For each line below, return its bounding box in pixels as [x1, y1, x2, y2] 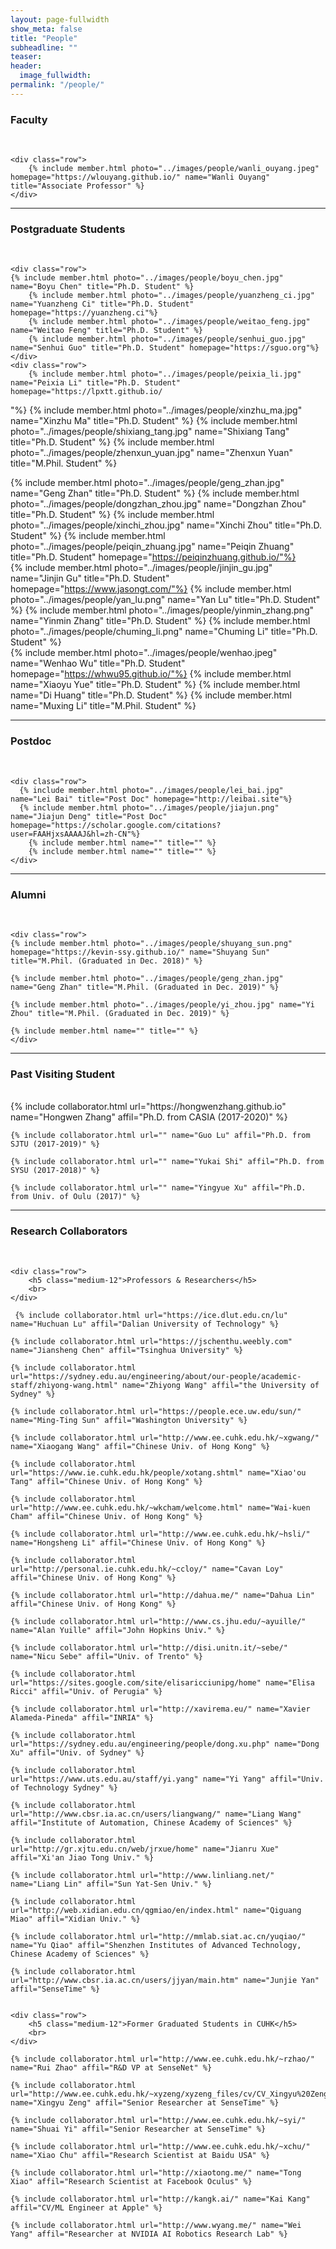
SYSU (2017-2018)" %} [10, 1166, 101, 1176]
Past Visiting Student [10, 1067, 116, 1081]
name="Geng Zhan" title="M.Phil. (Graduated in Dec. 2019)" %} [10, 982, 280, 992]
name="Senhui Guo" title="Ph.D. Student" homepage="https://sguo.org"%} [10, 343, 320, 353]
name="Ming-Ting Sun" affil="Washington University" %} [10, 1415, 248, 1425]
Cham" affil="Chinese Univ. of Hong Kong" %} [10, 1511, 203, 1521]
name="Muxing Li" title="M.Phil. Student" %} [10, 700, 197, 712]
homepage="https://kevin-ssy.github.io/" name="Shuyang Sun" [10, 947, 271, 957]
